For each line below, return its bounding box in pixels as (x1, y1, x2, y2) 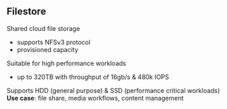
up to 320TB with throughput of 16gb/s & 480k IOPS (16, 72, 169, 81)
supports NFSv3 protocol (16, 38, 91, 46)
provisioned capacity (16, 45, 78, 53)
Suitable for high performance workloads (6, 59, 127, 68)
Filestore (6, 6, 47, 18)
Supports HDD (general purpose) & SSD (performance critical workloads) (6, 86, 221, 94)
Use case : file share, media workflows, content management (6, 94, 185, 102)
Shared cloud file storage (6, 24, 81, 32)
